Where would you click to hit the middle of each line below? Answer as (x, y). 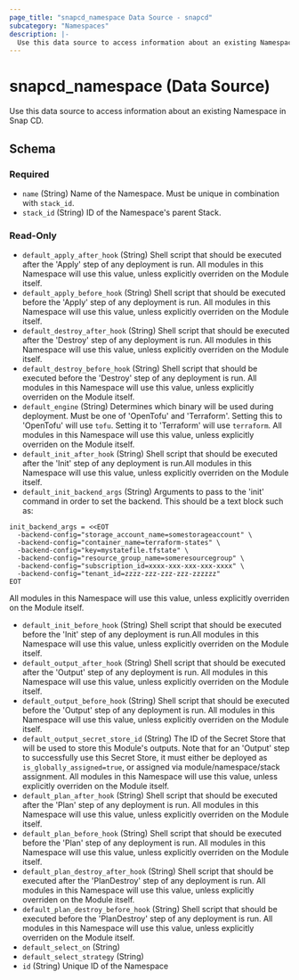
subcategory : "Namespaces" (59, 26)
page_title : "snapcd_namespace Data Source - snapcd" (111, 17)
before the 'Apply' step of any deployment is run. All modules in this (146, 302)
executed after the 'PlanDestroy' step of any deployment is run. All (144, 881)
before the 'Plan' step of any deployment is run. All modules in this (144, 843)
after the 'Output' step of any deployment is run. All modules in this (145, 672)
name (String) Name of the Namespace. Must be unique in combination (151, 194)
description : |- (39, 34)
